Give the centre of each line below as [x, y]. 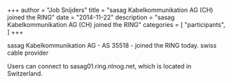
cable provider [28, 53]
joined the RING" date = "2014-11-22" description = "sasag [91, 17]
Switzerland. [25, 73]
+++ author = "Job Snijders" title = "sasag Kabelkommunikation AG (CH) [110, 10]
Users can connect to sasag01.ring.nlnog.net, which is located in [99, 66]
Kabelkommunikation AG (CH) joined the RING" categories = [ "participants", [116, 25]
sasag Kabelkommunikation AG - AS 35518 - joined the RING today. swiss [112, 45]
